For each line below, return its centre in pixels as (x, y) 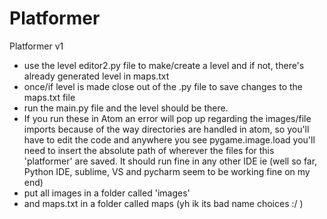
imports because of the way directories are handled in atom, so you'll (166, 129)
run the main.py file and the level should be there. (126, 108)
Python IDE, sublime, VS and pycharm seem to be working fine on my (167, 171)
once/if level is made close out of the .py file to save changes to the (163, 86)
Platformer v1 (36, 46)
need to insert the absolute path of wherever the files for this (149, 150)
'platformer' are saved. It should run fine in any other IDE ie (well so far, (170, 161)
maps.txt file (49, 97)
